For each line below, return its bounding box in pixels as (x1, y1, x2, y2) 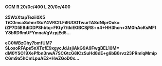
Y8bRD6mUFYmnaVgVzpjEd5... (5, 30, 71, 36)
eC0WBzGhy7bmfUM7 (5, 40, 53, 46)
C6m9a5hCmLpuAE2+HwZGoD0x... (5, 55, 80, 61)
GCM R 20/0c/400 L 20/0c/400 (5, 4, 71, 10)
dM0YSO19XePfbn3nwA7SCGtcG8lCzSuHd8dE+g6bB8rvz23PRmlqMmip (5, 51, 157, 56)
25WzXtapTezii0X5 (5, 14, 45, 20)
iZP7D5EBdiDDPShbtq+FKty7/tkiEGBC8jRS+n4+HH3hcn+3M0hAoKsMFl (5, 25, 156, 31)
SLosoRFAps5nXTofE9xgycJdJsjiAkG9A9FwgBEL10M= (5, 45, 120, 51)
